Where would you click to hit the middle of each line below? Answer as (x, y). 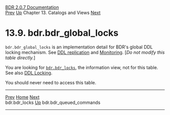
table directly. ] (20, 57)
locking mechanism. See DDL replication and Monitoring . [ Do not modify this (85, 52)
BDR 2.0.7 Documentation (32, 7)
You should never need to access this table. (51, 82)
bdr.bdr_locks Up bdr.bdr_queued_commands (53, 102)
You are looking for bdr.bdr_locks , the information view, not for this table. (82, 67)
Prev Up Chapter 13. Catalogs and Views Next (53, 13)
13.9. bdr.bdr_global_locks (62, 33)
